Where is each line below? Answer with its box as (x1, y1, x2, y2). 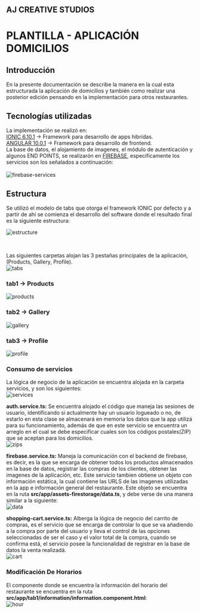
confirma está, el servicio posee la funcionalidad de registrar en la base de (6, 540, 190, 547)
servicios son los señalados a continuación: (6, 158, 113, 166)
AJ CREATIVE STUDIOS (6, 5, 95, 15)
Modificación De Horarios (6, 568, 82, 576)
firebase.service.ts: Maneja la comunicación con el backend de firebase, (6, 452, 188, 459)
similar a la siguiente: (6, 497, 58, 504)
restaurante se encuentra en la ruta (6, 588, 93, 595)
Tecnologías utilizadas (6, 111, 92, 121)
